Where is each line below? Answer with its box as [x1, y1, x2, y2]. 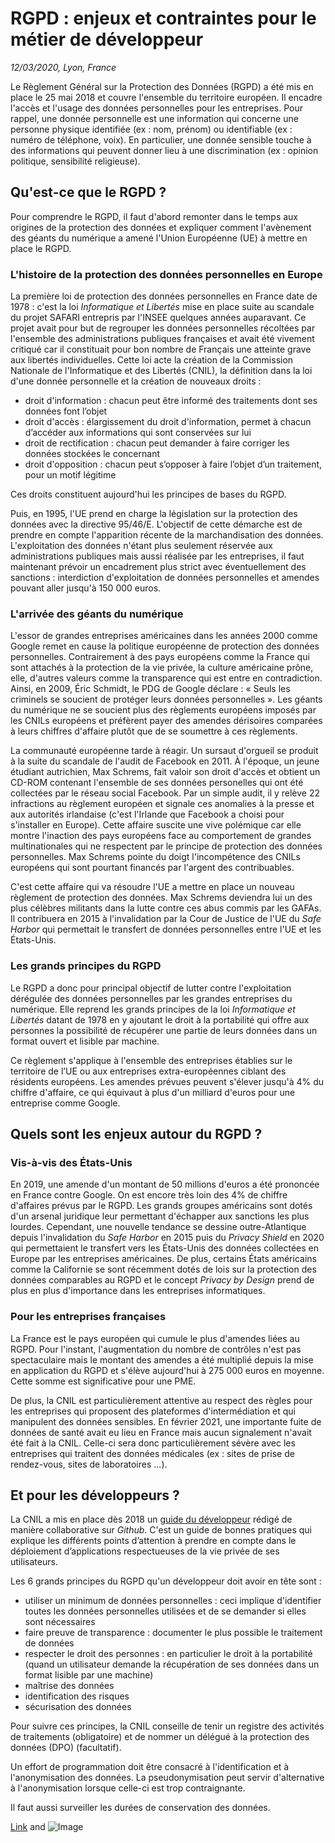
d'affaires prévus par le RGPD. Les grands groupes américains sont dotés [10, 1200, 313, 1212]
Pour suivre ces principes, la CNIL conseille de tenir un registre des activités [10, 1720, 325, 1732]
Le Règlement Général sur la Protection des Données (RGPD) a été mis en [10, 80, 314, 92]
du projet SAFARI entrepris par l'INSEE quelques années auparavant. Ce [10, 312, 307, 324]
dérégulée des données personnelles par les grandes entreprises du [10, 992, 293, 1004]
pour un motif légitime [24, 469, 117, 481]
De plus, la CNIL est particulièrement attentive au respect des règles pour [10, 1394, 313, 1406]
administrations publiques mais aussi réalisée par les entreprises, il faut [10, 550, 305, 562]
